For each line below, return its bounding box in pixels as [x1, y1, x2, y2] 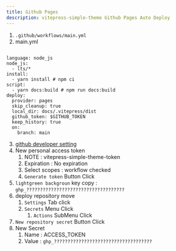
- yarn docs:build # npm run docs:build [12, 87, 116, 93]
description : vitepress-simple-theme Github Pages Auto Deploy [6, 15, 171, 21]
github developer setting [15, 140, 77, 147]
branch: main [17, 129, 51, 136]
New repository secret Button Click [15, 217, 105, 225]
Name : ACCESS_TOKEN [24, 231, 86, 238]
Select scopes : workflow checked [24, 166, 111, 174]
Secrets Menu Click [24, 205, 74, 212]
